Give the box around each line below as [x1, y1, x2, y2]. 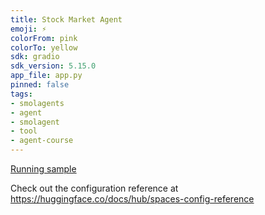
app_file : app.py [10, 71, 83, 81]
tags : [10, 89, 33, 99]
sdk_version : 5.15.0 [10, 61, 97, 71]
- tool [10, 126, 38, 136]
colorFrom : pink [10, 33, 78, 43]
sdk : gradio [10, 52, 60, 62]
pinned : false [10, 80, 70, 90]
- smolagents [10, 98, 65, 108]
